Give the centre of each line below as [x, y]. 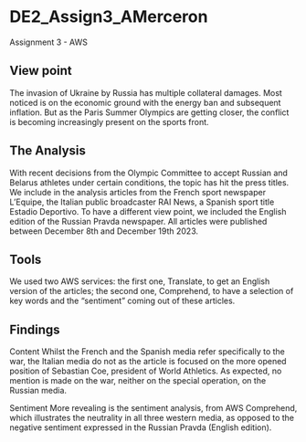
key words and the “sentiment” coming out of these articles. [122, 301]
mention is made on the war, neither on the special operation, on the [138, 381]
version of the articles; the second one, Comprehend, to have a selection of [152, 291]
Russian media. [38, 391]
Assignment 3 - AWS [49, 42]
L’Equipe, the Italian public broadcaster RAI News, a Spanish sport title [142, 202]
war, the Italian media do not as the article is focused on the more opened [148, 362]
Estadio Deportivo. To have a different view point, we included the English [148, 211]
